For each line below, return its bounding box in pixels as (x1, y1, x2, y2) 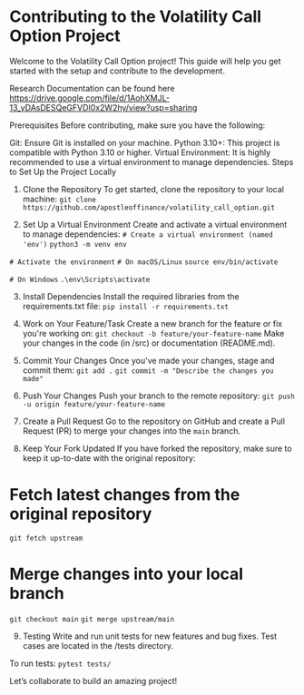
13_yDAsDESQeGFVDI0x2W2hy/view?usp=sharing (9, 102, 198, 113)
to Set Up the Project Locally (9, 166, 116, 177)
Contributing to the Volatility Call (9, 6, 261, 27)
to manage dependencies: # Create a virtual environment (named (22, 229, 274, 240)
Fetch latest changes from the (9, 485, 240, 505)
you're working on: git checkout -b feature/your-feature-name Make (22, 328, 285, 338)
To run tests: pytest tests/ (9, 658, 112, 669)
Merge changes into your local (9, 564, 243, 584)
